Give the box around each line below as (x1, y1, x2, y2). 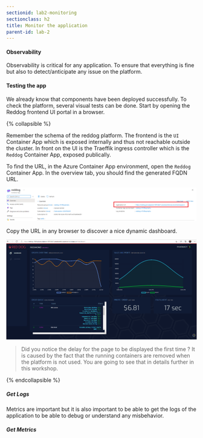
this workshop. (21, 365, 59, 372)
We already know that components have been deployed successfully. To (6, 95, 187, 103)
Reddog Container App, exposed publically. (6, 151, 111, 158)
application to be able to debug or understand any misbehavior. (6, 412, 164, 419)
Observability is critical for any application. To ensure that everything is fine (6, 62, 195, 69)
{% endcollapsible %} (6, 376, 60, 384)
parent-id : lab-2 (6, 29, 50, 35)
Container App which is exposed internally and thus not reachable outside (6, 138, 190, 145)
